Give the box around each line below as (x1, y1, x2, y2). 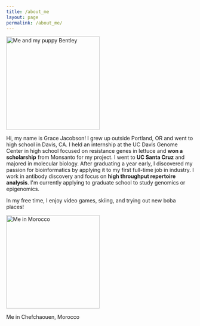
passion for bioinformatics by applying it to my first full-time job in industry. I (6, 167, 194, 174)
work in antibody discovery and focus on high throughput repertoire (6, 173, 176, 180)
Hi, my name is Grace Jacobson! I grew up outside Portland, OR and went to (6, 135, 193, 142)
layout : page (6, 14, 39, 20)
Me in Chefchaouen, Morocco (6, 313, 79, 321)
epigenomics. (6, 186, 40, 193)
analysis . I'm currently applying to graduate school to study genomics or (6, 179, 186, 186)
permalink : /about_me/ (6, 20, 63, 26)
